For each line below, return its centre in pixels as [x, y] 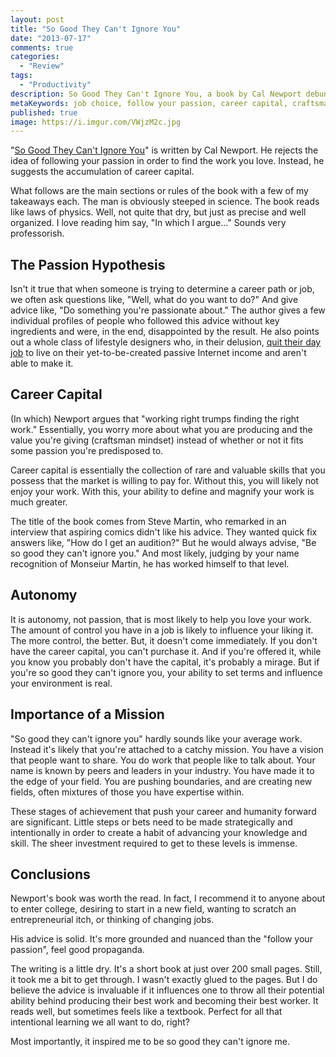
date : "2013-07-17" [51, 38]
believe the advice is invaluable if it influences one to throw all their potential [167, 990]
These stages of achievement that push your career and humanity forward [163, 811]
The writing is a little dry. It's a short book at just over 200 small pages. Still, [166, 969]
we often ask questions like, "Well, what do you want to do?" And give [154, 300]
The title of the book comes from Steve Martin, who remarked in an [148, 521]
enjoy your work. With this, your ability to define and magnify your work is [162, 491]
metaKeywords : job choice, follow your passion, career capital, [149, 103]
